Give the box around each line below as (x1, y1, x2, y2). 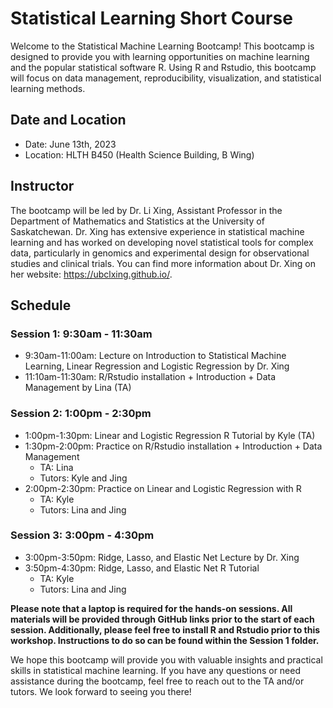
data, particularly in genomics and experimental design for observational (10, 247, 310, 259)
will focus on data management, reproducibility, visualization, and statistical (10, 72, 322, 84)
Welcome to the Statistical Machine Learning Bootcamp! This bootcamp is (10, 40, 315, 52)
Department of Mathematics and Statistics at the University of (10, 215, 265, 227)
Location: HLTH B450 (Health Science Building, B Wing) (24, 148, 255, 161)
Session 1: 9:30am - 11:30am (10, 327, 153, 341)
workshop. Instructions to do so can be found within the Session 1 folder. (10, 634, 320, 646)
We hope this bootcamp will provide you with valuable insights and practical (10, 653, 323, 666)
